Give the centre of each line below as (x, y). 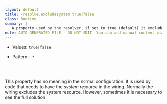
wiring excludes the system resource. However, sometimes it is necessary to (83, 92)
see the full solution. (26, 97)
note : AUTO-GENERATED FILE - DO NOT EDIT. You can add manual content (80, 33)
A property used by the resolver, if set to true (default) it (79, 28)
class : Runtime (21, 19)
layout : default (22, 10)
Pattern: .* (23, 57)
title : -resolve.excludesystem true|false (50, 14)
